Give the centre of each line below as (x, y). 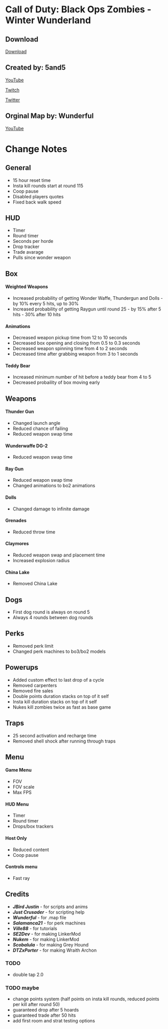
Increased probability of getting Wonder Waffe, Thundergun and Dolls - (88, 298)
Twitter (13, 100)
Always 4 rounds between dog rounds (53, 618)
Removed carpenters (35, 685)
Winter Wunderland (48, 20)
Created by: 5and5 (35, 68)
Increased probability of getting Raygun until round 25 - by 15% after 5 (87, 309)
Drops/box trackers (33, 827)
